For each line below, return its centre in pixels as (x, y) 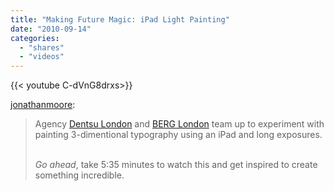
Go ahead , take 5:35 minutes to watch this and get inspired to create (176, 165)
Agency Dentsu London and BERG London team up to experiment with (179, 124)
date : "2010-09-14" (51, 29)
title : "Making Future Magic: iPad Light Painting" (120, 19)
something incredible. (79, 175)
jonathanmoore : (43, 105)
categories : (35, 38)
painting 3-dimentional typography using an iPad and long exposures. (178, 135)
